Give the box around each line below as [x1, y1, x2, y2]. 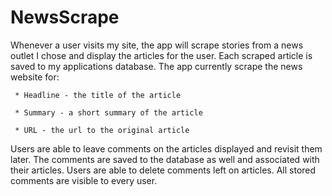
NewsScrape [10, 6, 120, 29]
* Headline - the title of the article [14, 90, 182, 100]
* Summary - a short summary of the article [14, 107, 203, 118]
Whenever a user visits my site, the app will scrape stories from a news [10, 39, 304, 51]
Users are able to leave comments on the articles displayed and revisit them [10, 142, 323, 155]
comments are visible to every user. [10, 174, 158, 186]
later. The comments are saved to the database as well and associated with [10, 153, 320, 165]
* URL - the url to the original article [14, 125, 190, 135]
